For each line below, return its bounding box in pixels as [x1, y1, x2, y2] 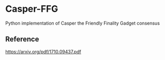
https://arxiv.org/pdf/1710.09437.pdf [5, 48, 81, 54]
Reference [5, 35, 39, 44]
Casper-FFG [5, 3, 58, 15]
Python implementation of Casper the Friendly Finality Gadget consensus [5, 20, 160, 26]
